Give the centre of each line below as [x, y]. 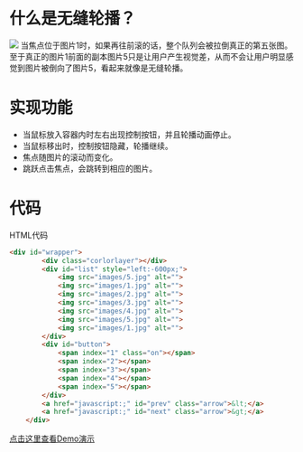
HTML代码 [29, 235]
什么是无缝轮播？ [73, 19]
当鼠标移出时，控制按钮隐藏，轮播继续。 [97, 146]
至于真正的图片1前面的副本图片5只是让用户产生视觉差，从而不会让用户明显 [147, 56]
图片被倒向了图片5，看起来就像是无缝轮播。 [106, 68]
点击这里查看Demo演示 [52, 438]
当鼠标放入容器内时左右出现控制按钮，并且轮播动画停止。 [129, 134]
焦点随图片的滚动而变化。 [70, 157]
